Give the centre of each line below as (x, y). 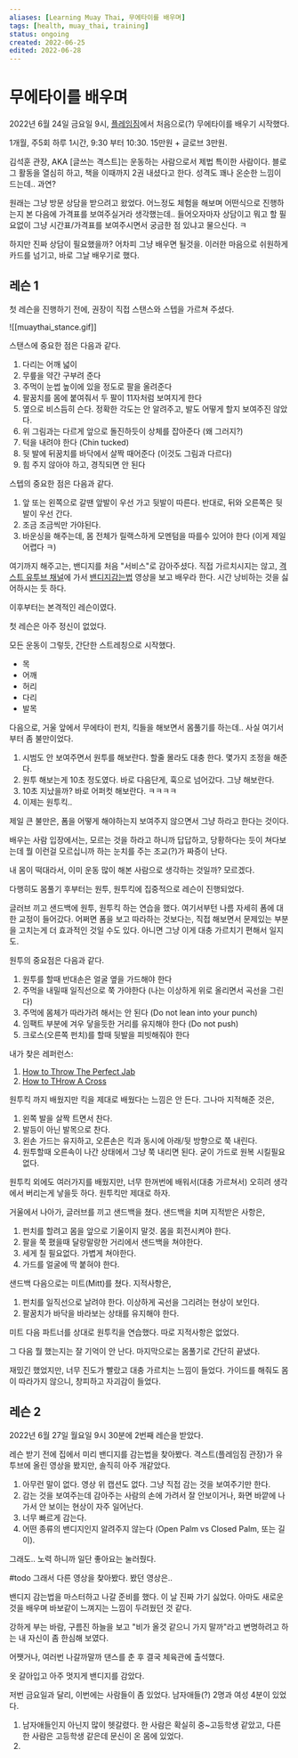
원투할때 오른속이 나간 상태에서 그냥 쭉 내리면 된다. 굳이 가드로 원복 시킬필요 (154, 1151)
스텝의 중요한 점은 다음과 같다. (61, 483)
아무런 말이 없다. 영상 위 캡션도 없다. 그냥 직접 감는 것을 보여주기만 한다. (146, 1484)
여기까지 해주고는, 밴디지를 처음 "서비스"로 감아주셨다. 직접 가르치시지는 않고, (143, 566)
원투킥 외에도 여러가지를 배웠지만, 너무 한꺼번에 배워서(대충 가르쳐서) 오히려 (140, 1182)
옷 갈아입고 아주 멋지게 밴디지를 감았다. (77, 1675)
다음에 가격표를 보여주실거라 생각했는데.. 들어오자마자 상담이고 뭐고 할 (156, 214)
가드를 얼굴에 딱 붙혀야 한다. (71, 1264)
